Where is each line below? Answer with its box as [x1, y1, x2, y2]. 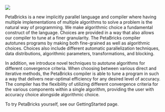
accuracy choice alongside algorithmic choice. [5, 92, 100, 97]
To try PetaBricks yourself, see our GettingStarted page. [5, 101, 119, 107]
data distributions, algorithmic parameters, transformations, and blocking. [5, 51, 155, 56]
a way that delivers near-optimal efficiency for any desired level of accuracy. [5, 76, 161, 81]
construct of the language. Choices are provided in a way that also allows [5, 30, 154, 36]
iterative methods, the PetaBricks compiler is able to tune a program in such [5, 71, 159, 76]
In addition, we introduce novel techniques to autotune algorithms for [5, 60, 145, 66]
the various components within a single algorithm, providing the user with [5, 86, 154, 92]
